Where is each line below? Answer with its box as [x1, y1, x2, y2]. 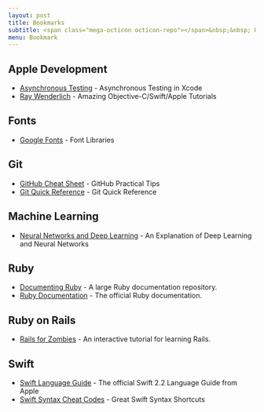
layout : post [8, 11, 51, 20]
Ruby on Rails [8, 313, 76, 326]
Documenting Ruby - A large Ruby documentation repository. [19, 283, 218, 292]
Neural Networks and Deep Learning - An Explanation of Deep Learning [19, 231, 252, 240]
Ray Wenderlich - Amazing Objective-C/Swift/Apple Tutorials [19, 92, 217, 101]
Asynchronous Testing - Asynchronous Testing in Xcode [19, 83, 203, 93]
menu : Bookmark [8, 33, 58, 42]
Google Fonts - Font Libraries [19, 135, 115, 144]
